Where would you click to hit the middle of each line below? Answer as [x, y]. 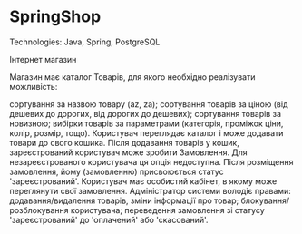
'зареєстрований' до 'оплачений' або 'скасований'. [109, 219]
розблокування [39, 210]
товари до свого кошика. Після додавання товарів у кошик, [125, 142]
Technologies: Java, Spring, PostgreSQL [85, 42]
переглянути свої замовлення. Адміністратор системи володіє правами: [151, 190]
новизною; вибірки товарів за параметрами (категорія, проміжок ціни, [146, 123]
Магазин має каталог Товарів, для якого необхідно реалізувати [132, 77]
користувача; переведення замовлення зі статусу [168, 210]
